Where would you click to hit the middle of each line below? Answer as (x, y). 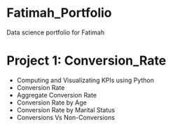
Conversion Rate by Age (51, 102)
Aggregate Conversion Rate (57, 95)
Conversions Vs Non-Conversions (65, 117)
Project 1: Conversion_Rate (86, 61)
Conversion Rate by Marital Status (66, 109)
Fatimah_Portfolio (60, 13)
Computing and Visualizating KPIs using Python (85, 80)
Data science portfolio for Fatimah (56, 32)
